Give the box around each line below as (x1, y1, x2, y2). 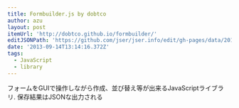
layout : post (7, 23, 46, 31)
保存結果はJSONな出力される (16, 92, 103, 101)
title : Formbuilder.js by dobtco (7, 10, 107, 18)
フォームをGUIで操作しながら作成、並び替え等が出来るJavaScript (7, 83, 199, 92)
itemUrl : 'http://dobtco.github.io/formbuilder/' (7, 30, 158, 38)
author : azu (7, 17, 43, 24)
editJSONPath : (7, 37, 50, 44)
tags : (7, 50, 23, 58)
